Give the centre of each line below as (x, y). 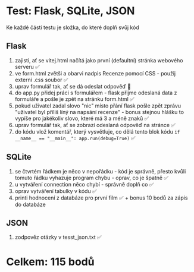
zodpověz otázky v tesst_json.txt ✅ (58, 237)
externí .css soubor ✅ (41, 80)
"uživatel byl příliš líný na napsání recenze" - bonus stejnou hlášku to (99, 112)
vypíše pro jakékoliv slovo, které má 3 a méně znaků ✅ (82, 118)
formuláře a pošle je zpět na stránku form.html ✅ (75, 99)
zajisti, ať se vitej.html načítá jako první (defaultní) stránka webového (99, 60)
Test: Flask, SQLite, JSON (71, 11)
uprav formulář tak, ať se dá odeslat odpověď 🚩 (73, 86)
